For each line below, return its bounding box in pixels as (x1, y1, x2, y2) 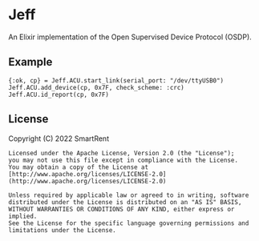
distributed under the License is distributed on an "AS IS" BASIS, (8, 198, 242, 206)
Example (8, 55, 53, 69)
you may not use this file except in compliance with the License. (8, 156, 239, 164)
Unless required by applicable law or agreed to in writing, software (8, 191, 249, 199)
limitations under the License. (8, 226, 116, 234)
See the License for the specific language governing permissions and (8, 219, 249, 227)
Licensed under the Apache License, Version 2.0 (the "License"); (8, 149, 235, 157)
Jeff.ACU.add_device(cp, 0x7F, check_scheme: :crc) (8, 83, 184, 91)
